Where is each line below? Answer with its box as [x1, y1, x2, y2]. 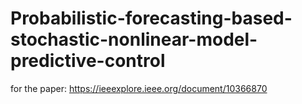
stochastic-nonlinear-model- [10, 28, 258, 51]
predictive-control [10, 50, 166, 72]
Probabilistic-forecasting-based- [10, 7, 293, 30]
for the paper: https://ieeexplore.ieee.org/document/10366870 [10, 82, 268, 94]
